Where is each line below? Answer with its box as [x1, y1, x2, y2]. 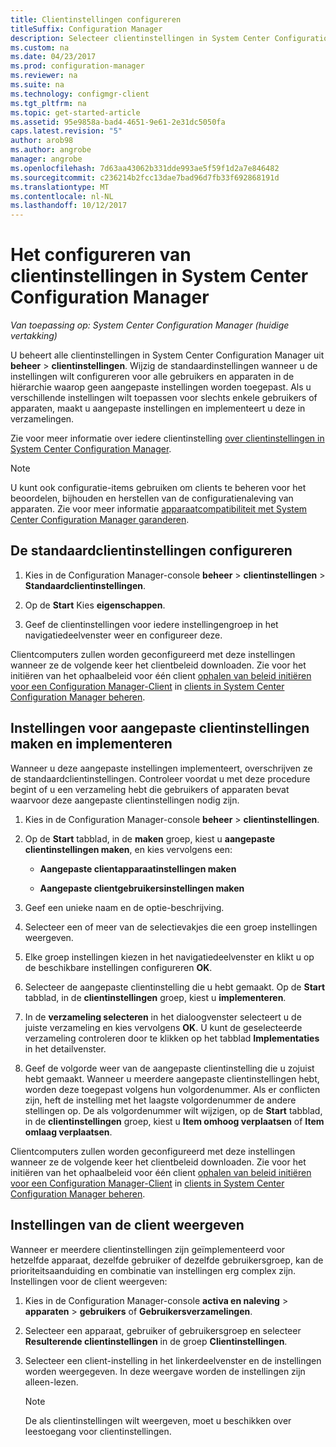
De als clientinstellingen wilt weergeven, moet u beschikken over [24, 1414, 292, 1426]
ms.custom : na [10, 42, 70, 53]
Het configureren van [10, 244, 192, 266]
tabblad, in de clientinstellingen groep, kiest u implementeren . [24, 991, 287, 1003]
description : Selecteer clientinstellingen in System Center [10, 33, 271, 43]
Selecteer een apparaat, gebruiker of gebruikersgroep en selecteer [24, 1324, 302, 1336]
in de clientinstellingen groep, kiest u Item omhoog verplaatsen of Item [24, 1115, 325, 1127]
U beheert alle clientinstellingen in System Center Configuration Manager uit [10, 349, 325, 361]
